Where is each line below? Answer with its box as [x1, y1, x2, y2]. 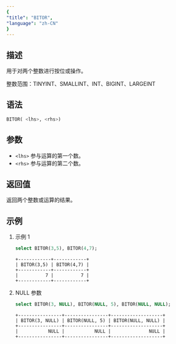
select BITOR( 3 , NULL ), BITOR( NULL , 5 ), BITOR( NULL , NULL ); [15, 301, 171, 307]
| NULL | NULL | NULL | [15, 328, 166, 334]
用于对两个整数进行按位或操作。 [6, 68, 86, 75]
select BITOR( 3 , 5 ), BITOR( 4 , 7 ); [15, 245, 97, 251]
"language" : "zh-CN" [6, 20, 59, 26]
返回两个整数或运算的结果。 [6, 196, 76, 204]
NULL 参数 [15, 289, 42, 297]
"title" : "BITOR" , [6, 15, 53, 21]
